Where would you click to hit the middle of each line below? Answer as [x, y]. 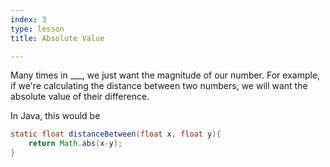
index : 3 [28, 19]
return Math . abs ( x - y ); [75, 144]
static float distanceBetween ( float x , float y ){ [116, 134]
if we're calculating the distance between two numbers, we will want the [159, 86]
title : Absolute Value [57, 38]
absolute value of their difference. [80, 97]
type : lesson [37, 29]
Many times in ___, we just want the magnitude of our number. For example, [165, 75]
